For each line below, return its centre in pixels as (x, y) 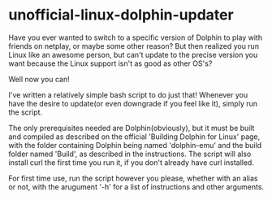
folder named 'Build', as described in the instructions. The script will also (130, 154)
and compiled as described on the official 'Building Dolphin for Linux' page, (134, 137)
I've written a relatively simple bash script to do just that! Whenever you (128, 94)
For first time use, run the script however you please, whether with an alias (133, 178)
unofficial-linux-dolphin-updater (121, 15)
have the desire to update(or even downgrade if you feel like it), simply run (133, 103)
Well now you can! (39, 79)
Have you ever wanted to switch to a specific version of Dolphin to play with (135, 37)
